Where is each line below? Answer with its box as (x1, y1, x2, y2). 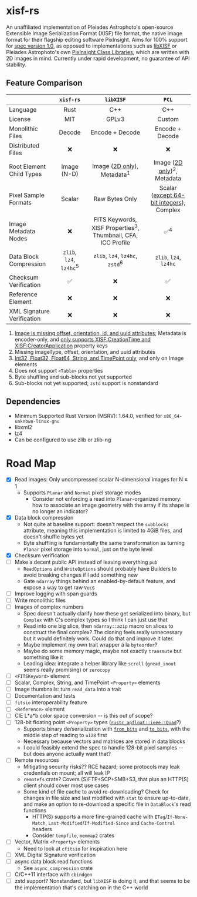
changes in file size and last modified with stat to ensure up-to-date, (23, 795, 191, 802)
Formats (9, 199, 32, 207)
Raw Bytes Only (93, 195, 137, 203)
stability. (6, 61, 26, 68)
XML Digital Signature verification (14, 851, 96, 858)
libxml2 (14, 423, 32, 430)
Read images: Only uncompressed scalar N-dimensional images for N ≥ (14, 476, 188, 483)
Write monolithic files (14, 597, 66, 604)
